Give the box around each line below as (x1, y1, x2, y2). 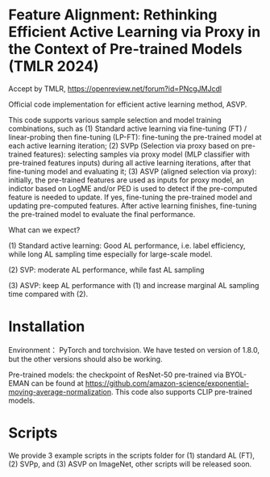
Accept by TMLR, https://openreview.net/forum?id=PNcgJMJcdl (8, 83, 222, 94)
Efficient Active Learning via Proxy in (8, 23, 261, 41)
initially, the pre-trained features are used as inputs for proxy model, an (8, 175, 244, 185)
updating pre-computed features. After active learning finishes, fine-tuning (8, 200, 257, 211)
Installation (8, 317, 85, 336)
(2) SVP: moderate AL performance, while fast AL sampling (8, 265, 205, 274)
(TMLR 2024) (8, 57, 99, 76)
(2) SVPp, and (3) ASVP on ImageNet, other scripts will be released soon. (8, 458, 252, 469)
